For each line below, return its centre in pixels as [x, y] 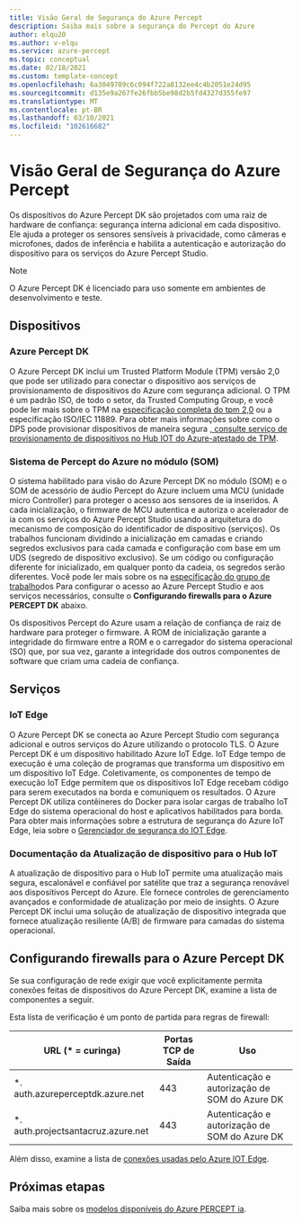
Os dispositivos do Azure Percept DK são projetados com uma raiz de [138, 215]
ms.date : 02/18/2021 [48, 68]
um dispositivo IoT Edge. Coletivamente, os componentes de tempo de [140, 773]
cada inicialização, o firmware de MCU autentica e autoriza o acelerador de [149, 509]
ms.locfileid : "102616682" [60, 127]
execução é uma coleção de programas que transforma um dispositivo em [147, 763]
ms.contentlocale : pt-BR [56, 110]
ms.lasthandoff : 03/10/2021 [62, 118]
